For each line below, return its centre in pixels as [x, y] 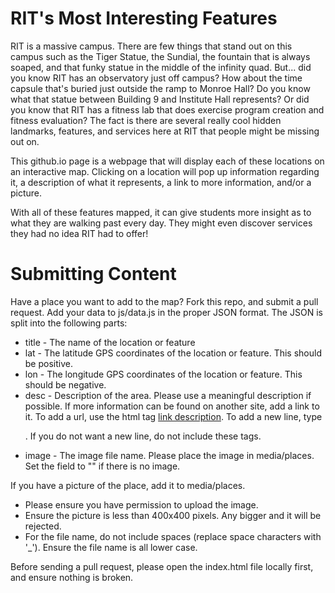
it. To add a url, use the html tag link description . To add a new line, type [173, 416]
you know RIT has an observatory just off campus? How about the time [156, 78]
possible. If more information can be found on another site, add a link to [172, 406]
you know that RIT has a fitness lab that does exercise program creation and [167, 109]
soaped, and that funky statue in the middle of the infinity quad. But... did [161, 67]
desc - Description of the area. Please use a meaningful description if [168, 395]
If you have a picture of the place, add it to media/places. [128, 485]
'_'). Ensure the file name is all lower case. [111, 547]
